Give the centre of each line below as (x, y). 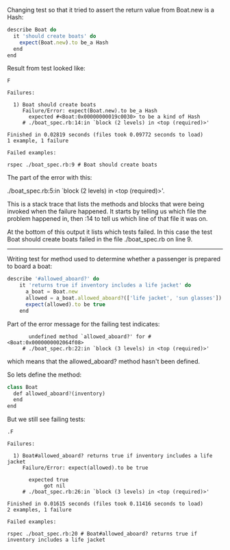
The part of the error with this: (50, 178)
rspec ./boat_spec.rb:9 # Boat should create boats (82, 165)
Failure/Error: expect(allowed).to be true (85, 468)
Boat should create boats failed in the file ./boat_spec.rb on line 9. (100, 239)
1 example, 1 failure (38, 141)
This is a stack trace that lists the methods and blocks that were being (106, 204)
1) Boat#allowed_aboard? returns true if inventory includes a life (113, 456)
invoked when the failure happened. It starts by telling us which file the (107, 211)
